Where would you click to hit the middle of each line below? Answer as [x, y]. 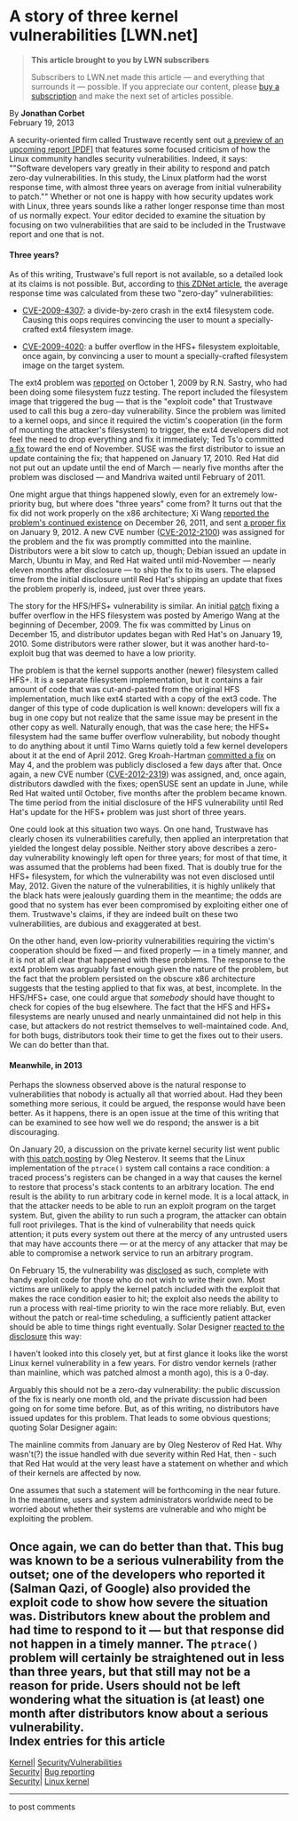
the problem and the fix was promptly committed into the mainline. [130, 542]
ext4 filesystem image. [92, 330]
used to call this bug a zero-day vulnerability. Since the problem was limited [148, 411]
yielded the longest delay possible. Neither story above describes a [132, 848]
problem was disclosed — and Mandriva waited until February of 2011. [137, 477]
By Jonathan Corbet [47, 113]
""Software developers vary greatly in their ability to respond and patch [140, 168]
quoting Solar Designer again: [63, 1427]
